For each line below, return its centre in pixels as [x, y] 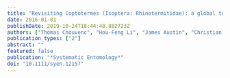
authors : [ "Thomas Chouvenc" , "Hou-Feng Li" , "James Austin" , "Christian [115, 32]
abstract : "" [26, 45]
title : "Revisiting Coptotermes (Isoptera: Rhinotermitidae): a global [111, 13]
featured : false [30, 52]
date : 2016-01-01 [32, 20]
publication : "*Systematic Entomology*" [66, 58]
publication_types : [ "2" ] [44, 39]
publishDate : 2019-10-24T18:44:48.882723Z [68, 26]
